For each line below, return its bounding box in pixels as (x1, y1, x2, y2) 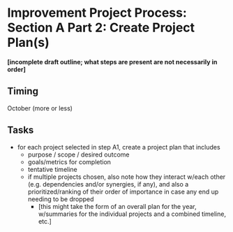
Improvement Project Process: (7, 5, 187, 21)
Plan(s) (7, 35, 50, 50)
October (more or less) (7, 103, 73, 113)
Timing (7, 85, 38, 97)
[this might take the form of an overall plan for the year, (38, 202, 197, 210)
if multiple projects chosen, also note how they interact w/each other (27, 173, 226, 181)
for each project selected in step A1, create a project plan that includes (17, 143, 221, 151)
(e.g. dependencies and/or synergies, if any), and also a (27, 180, 189, 188)
